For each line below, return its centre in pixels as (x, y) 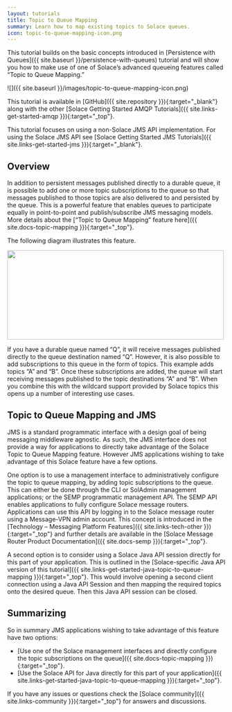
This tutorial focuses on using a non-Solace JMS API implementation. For (111, 130)
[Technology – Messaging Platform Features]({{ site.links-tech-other (105, 526)
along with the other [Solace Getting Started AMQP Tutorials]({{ (98, 109)
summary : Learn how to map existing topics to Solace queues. (99, 26)
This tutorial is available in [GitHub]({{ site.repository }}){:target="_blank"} (113, 102)
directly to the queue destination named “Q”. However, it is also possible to (114, 357)
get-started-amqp (33, 116)
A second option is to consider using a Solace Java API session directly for (114, 555)
